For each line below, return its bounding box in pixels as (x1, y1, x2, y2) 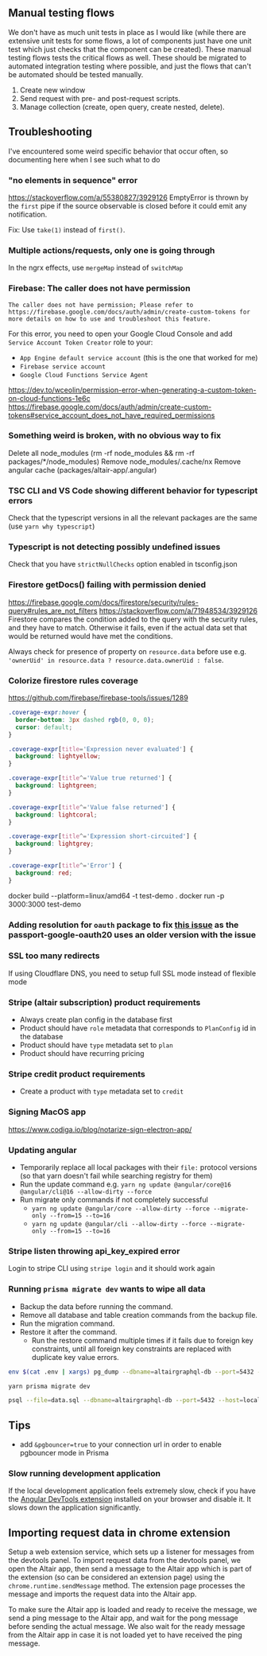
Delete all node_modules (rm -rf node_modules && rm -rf (8, 448, 195, 458)
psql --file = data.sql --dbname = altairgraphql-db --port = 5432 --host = (8, 1397, 244, 1405)
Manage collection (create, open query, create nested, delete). (19, 102, 225, 111)
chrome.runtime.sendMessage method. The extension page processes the (8, 1581, 246, 1591)
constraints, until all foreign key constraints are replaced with (31, 1344, 232, 1354)
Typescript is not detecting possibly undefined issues (8, 541, 221, 552)
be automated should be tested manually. (8, 69, 144, 79)
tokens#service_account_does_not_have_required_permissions (8, 410, 215, 420)
